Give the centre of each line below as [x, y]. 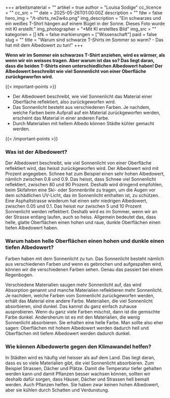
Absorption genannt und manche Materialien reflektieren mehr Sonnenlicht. [84, 290]
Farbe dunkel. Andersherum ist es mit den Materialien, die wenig [73, 317]
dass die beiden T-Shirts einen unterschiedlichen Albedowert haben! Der [84, 66]
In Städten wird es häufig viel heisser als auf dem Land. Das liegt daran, [80, 357]
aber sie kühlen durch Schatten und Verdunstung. [57, 390]
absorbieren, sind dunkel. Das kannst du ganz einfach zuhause [71, 306]
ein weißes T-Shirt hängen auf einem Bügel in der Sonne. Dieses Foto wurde [85, 23]
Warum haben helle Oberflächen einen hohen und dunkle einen [85, 241]
